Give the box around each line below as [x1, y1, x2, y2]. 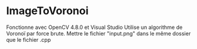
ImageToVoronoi [6, 4, 89, 18]
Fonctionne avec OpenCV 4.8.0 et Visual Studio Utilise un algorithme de [6, 24, 183, 31]
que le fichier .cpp [6, 36, 51, 43]
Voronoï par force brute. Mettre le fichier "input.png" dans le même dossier [6, 30, 191, 37]
